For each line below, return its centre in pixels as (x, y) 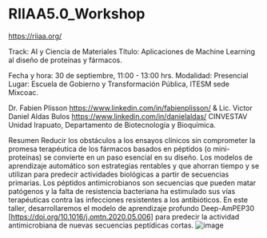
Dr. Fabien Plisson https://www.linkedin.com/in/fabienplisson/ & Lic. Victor (131, 108)
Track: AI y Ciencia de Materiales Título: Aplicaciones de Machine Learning (132, 51)
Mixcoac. (23, 92)
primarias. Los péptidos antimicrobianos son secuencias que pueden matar (132, 182)
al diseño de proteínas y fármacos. (65, 60)
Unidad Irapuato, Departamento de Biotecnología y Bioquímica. (112, 125)
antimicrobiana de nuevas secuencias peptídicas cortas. (101, 225)
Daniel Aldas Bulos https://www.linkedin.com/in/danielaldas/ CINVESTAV (128, 116)
